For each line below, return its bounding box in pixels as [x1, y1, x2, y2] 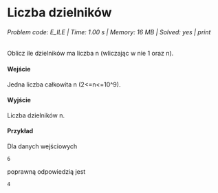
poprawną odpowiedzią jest [7, 168, 86, 176]
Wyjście [7, 96, 31, 104]
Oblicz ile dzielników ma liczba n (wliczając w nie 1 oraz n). [7, 49, 174, 58]
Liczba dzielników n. [7, 111, 65, 120]
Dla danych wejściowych [7, 142, 78, 150]
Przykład [7, 127, 34, 135]
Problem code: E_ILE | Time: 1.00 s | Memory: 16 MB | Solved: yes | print [7, 27, 211, 36]
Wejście [7, 65, 31, 73]
